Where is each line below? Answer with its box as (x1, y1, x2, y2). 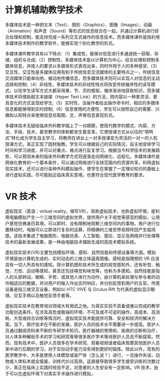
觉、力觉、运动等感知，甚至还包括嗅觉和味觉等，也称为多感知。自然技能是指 (5, 268, 160, 274)
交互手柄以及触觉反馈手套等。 (13, 292, 74, 298)
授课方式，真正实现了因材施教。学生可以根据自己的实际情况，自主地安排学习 (5, 141, 160, 147)
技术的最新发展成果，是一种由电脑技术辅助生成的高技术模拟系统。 (5, 239, 138, 245)
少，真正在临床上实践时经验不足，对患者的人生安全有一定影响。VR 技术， (5, 364, 154, 370)
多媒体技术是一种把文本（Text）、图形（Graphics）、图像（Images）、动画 (5, 22, 152, 28)
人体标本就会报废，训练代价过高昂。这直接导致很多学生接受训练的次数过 (13, 358, 160, 364)
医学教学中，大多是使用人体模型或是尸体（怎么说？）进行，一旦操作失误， (5, 352, 156, 358)
